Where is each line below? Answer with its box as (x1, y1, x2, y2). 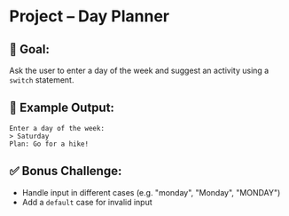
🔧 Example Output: (9, 100, 115, 116)
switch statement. (9, 75, 74, 85)
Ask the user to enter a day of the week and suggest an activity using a (9, 65, 269, 76)
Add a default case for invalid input (21, 196, 152, 207)
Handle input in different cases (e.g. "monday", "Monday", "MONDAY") (21, 187, 281, 197)
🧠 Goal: (9, 42, 51, 57)
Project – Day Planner (9, 6, 170, 27)
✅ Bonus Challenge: (9, 164, 122, 179)
